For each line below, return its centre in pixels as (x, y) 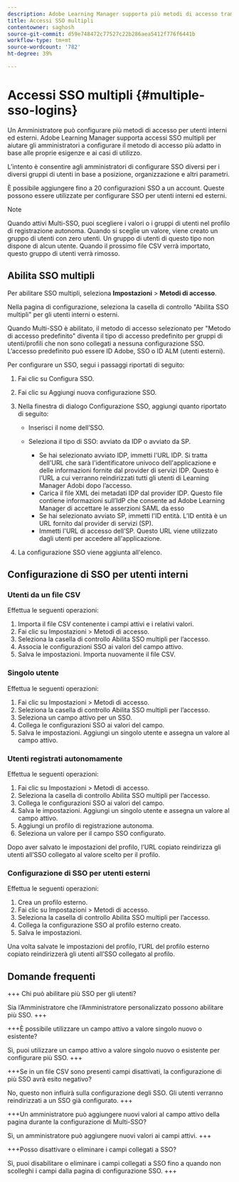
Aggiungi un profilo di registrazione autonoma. (86, 825)
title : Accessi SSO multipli (51, 21)
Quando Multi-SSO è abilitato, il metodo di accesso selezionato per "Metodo (119, 328)
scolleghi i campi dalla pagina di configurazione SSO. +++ (92, 1171)
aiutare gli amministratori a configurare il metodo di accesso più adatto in (115, 145)
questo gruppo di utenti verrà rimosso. (64, 253)
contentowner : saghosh (41, 27)
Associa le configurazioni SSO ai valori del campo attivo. (100, 647)
